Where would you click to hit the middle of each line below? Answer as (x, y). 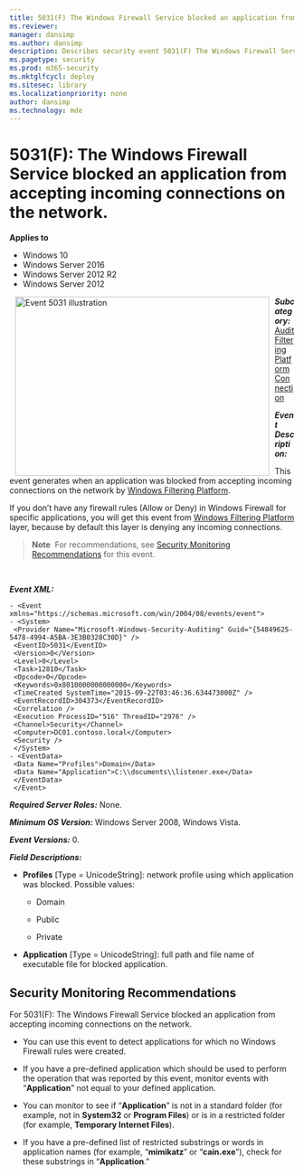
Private (49, 937)
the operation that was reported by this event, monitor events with (146, 1078)
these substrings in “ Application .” (86, 1162)
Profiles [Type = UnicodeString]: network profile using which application (158, 875)
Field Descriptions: (46, 858)
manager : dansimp (42, 34)
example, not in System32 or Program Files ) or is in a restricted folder (154, 1115)
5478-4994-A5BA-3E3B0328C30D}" (68, 638)
